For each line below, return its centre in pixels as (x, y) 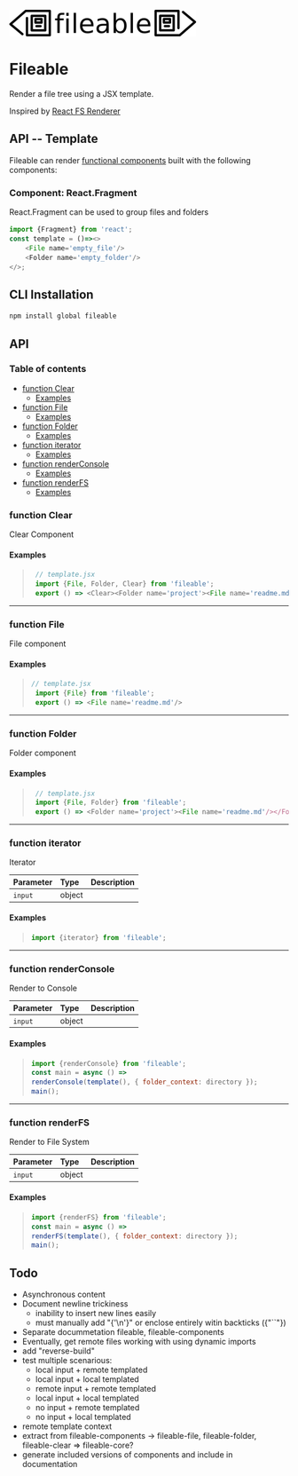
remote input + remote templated (96, 1389)
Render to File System (50, 1142)
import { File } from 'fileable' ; (95, 693)
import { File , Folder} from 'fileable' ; (111, 803)
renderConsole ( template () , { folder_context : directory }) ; (144, 1082)
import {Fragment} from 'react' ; (71, 230)
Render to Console (43, 988)
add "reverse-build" (58, 1351)
